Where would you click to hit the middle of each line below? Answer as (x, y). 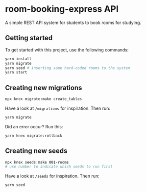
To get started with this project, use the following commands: (67, 49)
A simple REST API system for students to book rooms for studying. (73, 23)
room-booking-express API (62, 9)
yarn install (18, 59)
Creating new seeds (36, 151)
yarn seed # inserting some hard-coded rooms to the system (68, 68)
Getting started (29, 38)
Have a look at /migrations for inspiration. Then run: (58, 108)
